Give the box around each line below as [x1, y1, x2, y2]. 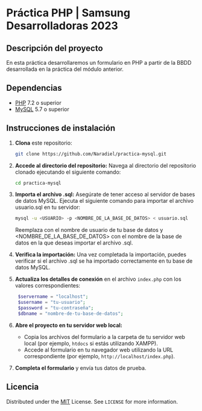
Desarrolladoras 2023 [6, 19, 119, 33]
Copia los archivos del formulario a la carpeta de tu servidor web [24, 333, 186, 340]
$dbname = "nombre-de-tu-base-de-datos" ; [17, 311, 124, 317]
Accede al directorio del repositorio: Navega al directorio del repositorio [14, 162, 197, 169]
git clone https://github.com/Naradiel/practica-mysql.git [14, 151, 167, 157]
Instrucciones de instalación [6, 123, 116, 133]
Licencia [6, 382, 39, 392]
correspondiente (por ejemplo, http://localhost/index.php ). [24, 352, 175, 360]
